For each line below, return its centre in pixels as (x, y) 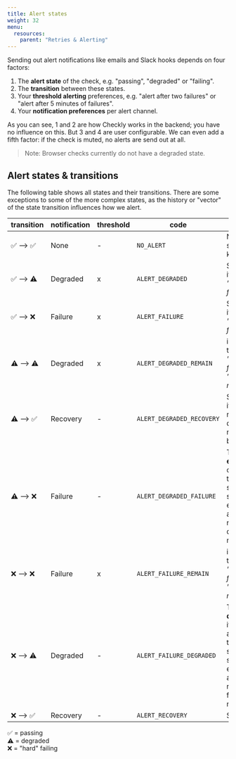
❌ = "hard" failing (33, 748)
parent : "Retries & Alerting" (64, 40)
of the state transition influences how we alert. (74, 207)
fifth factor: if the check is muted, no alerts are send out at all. (97, 140)
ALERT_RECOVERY (162, 715)
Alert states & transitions (63, 176)
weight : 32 (23, 20)
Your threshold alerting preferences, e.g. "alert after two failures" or (117, 96)
